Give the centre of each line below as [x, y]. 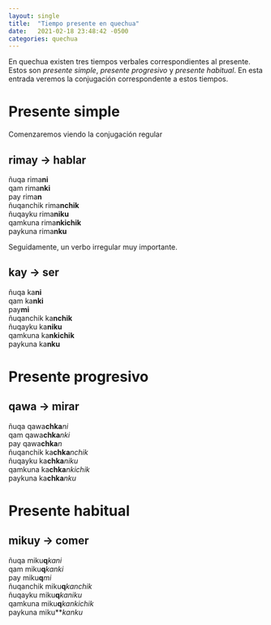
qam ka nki [26, 301]
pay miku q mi [30, 577]
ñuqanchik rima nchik [44, 205]
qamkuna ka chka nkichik [49, 469]
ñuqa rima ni [28, 179]
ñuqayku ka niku [35, 327]
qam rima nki [30, 188]
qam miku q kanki [36, 569]
